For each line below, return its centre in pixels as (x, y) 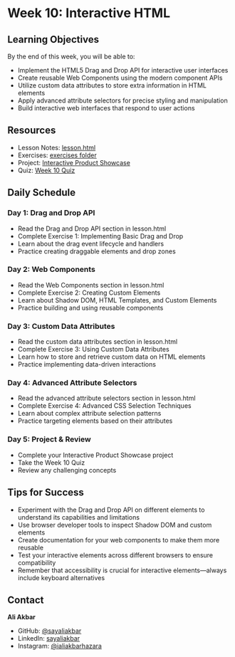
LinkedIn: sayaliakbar (49, 638)
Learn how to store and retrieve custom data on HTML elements (111, 357)
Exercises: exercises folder (57, 155)
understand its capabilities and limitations (79, 517)
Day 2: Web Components (52, 270)
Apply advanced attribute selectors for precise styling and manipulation (122, 100)
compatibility (37, 562)
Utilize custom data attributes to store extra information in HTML (112, 85)
